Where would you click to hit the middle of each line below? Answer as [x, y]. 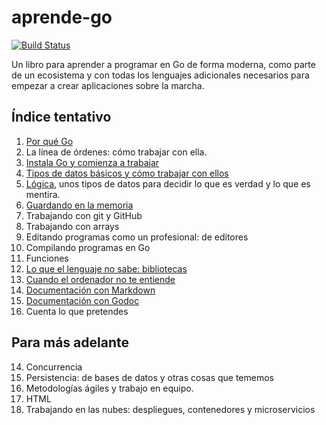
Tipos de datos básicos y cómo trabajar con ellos [127, 173]
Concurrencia [54, 367]
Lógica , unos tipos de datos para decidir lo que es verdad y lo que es [168, 183]
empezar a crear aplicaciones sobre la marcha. [108, 85]
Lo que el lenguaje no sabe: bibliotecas [106, 268]
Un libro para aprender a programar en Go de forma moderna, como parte [163, 64]
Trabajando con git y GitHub [84, 215]
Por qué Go [49, 141]
